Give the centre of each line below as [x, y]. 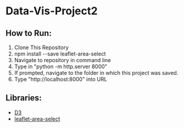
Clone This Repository [41, 47]
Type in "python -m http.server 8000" [61, 66]
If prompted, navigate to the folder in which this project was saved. [96, 73]
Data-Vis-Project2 [52, 11]
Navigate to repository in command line [63, 60]
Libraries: [24, 98]
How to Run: [29, 33]
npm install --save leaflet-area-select [60, 54]
